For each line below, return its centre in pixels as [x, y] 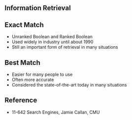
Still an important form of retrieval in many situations [65, 47]
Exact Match [24, 25]
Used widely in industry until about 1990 [52, 42]
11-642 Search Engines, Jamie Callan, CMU [56, 112]
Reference [21, 100]
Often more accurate [33, 80]
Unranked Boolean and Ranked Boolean [52, 37]
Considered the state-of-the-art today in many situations [69, 85]
